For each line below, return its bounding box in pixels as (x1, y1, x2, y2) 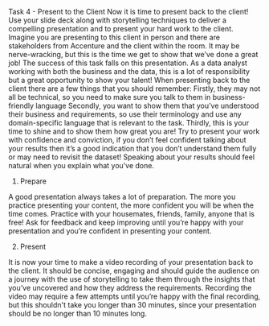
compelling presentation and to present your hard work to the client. (8, 24, 234, 33)
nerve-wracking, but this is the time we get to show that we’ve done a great (8, 50, 259, 59)
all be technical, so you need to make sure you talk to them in (8, 93, 211, 101)
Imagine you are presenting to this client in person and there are (8, 32, 221, 42)
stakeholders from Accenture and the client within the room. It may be (8, 41, 240, 51)
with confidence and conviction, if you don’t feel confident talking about (8, 135, 247, 144)
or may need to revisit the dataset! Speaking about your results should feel (8, 152, 255, 162)
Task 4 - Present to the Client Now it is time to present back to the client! (8, 7, 249, 16)
